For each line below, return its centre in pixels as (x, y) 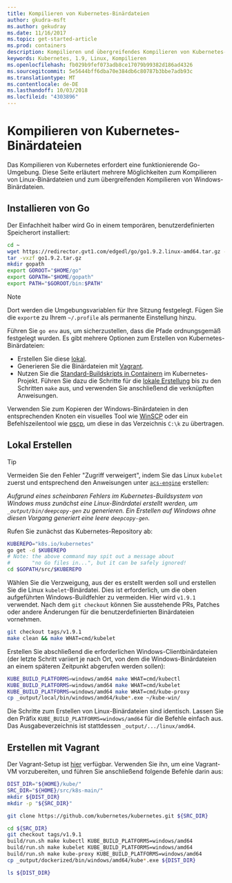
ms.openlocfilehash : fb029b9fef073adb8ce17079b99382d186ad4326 (100, 65)
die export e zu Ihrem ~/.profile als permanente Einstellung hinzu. (102, 317)
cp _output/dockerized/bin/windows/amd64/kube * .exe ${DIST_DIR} (101, 860)
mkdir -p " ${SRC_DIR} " (40, 803)
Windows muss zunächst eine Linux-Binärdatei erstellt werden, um (103, 503)
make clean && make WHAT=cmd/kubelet (61, 638)
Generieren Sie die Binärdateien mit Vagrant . (80, 366)
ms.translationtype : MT (41, 78)
